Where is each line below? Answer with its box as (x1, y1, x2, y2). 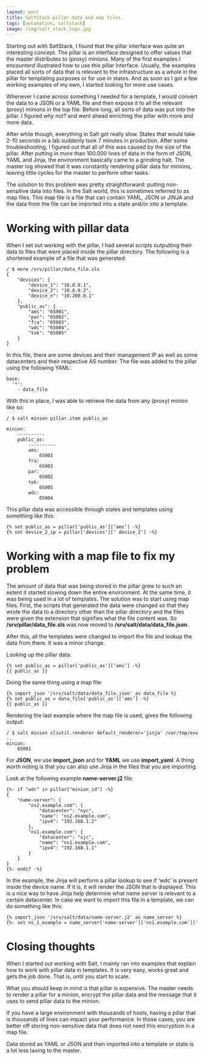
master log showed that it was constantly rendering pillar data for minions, (6, 163, 192, 170)
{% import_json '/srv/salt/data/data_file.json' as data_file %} (6, 690, 177, 697)
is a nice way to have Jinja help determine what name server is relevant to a (6, 890, 196, 897)
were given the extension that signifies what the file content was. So (6, 614, 177, 622)
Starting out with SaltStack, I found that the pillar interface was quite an (6, 42, 185, 50)
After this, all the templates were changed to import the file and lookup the (6, 633, 192, 640)
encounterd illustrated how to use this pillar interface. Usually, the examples (6, 62, 196, 69)
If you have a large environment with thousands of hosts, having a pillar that (6, 1009, 196, 1017)
